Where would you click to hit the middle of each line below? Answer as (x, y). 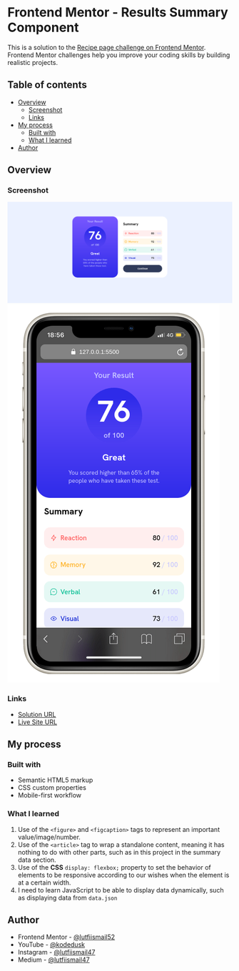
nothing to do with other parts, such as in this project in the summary (119, 852)
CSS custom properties (52, 788)
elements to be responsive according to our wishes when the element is (123, 875)
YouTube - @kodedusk (51, 945)
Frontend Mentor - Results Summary (118, 12)
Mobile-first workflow (50, 795)
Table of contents (47, 85)
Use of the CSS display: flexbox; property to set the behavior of (115, 867)
